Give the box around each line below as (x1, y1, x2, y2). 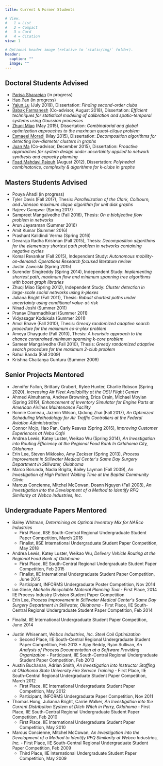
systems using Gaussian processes (12, 118, 83, 124)
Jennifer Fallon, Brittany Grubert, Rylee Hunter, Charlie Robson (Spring (12, 383, 154, 389)
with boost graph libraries (12, 279, 64, 285)
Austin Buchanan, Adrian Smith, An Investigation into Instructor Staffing (12, 662, 155, 668)
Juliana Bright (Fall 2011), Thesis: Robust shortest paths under (12, 295, 136, 300)
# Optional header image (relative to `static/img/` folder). (5, 47, 133, 52)
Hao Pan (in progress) (12, 97, 56, 103)
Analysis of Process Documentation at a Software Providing (19, 647, 140, 653)
